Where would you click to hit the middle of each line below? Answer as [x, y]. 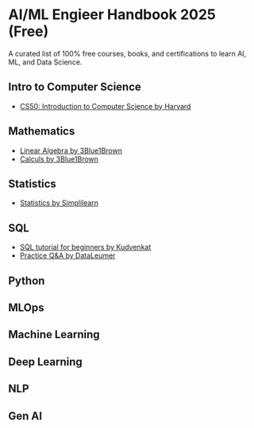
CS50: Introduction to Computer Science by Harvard [105, 106]
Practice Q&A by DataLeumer [67, 255]
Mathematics [42, 132]
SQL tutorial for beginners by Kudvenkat [85, 247]
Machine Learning [54, 335]
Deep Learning [45, 362]
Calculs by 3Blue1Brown [59, 159]
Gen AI [25, 416]
